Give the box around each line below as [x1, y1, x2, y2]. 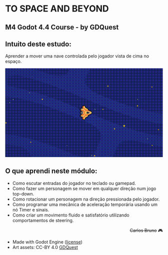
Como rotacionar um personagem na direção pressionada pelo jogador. [12, 196, 160, 202]
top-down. [12, 190, 34, 196]
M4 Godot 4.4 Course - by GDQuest [5, 23, 119, 31]
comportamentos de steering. [12, 217, 74, 223]
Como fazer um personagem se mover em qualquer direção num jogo [12, 185, 156, 191]
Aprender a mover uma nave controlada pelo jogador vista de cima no [5, 53, 149, 59]
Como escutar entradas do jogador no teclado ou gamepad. [12, 180, 136, 186]
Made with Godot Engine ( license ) [12, 238, 82, 245]
